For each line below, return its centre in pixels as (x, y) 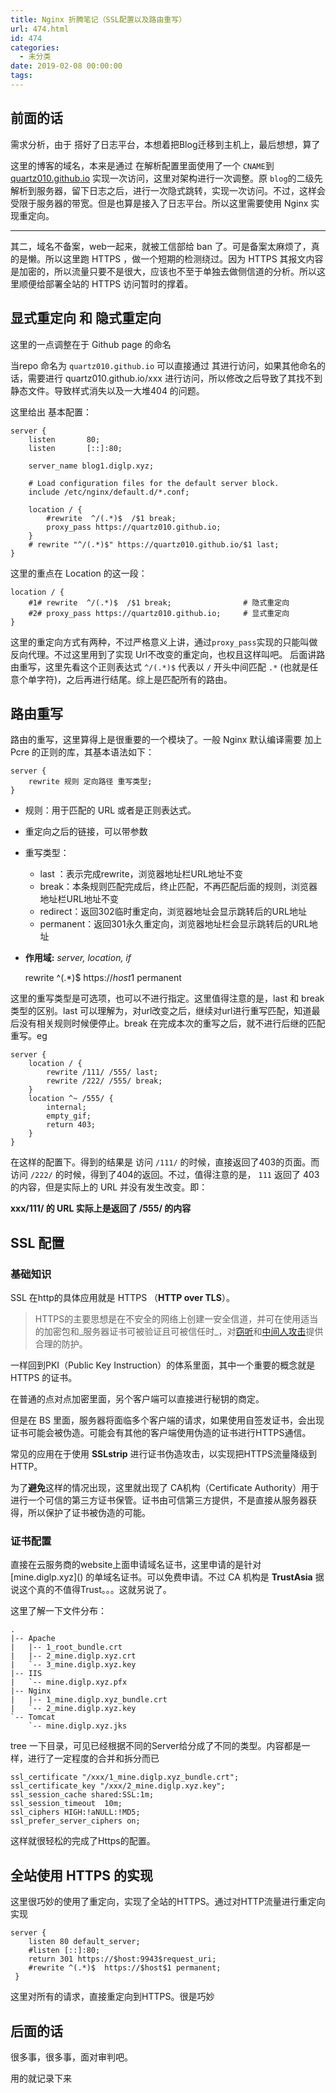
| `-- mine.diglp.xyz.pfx (69, 1682)
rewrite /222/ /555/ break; (104, 1081)
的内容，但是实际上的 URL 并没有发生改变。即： (109, 1187)
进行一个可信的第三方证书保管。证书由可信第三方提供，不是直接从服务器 (159, 1500)
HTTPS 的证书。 (44, 1377)
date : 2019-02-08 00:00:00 (66, 66)
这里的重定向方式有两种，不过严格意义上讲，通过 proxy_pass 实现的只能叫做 (164, 642)
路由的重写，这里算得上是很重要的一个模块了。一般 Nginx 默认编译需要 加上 (166, 740)
